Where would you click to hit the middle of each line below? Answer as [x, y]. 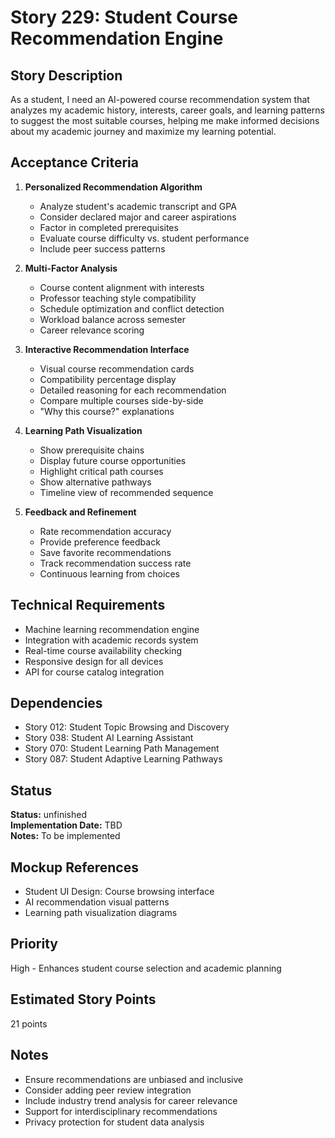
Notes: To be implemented [65, 836]
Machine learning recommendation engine [112, 629]
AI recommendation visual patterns [97, 902]
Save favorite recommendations [105, 552]
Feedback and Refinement [80, 512]
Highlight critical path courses [101, 471]
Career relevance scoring [92, 330]
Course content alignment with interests [122, 287]
